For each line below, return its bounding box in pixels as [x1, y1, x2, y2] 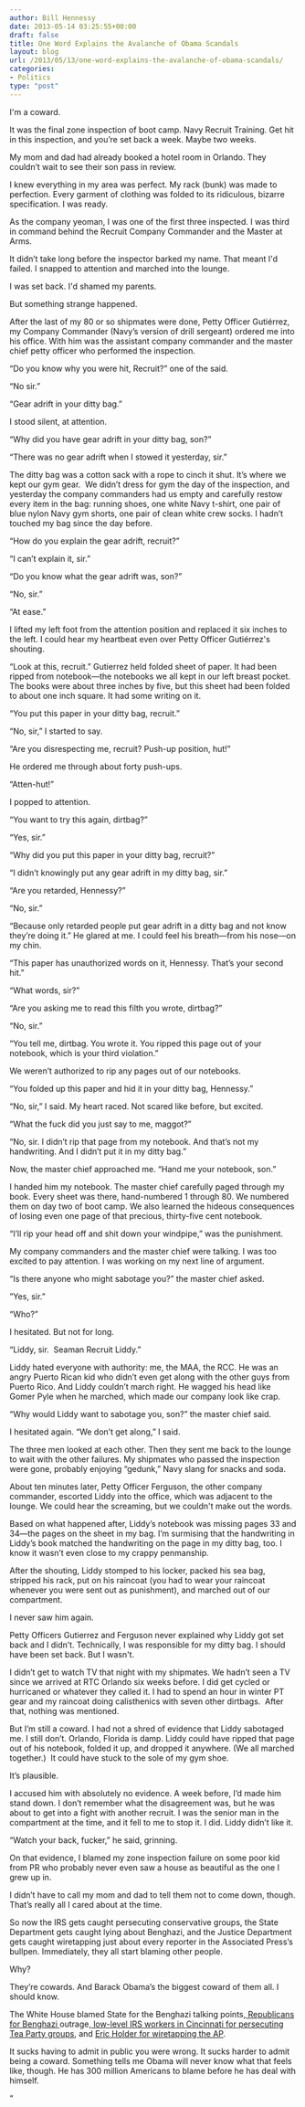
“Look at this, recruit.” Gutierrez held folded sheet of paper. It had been [9, 661, 277, 672]
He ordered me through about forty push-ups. [9, 760, 183, 772]
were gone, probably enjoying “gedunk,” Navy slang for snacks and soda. [9, 1463, 286, 1474]
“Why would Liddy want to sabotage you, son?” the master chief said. [9, 1408, 272, 1419]
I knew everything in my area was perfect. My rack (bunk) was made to [9, 179, 278, 190]
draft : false [9, 30, 59, 39]
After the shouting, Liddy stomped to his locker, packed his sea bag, [9, 1564, 267, 1576]
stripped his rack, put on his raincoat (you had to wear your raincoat [9, 1574, 266, 1585]
